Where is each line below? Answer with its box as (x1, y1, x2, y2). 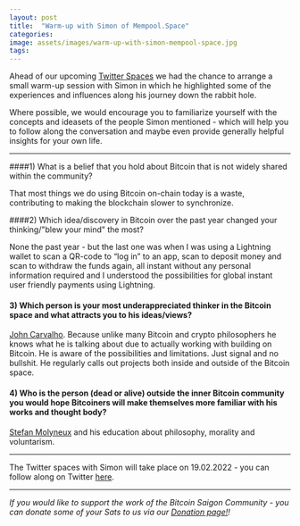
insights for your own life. (9, 136, 103, 146)
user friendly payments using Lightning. (9, 280, 156, 290)
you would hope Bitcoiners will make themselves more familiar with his (9, 397, 279, 407)
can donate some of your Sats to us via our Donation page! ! (9, 506, 230, 517)
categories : (9, 29, 54, 38)
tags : (9, 46, 29, 55)
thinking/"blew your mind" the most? (9, 224, 145, 235)
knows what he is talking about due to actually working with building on (9, 338, 272, 349)
